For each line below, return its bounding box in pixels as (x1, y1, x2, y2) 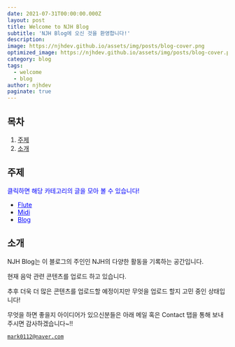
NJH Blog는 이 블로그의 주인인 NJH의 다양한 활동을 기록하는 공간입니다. (7, 257, 204, 265)
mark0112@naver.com (7, 333, 64, 340)
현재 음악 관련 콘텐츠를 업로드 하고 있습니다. (7, 272, 127, 280)
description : (7, 36, 45, 43)
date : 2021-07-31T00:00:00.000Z (7, 10, 101, 17)
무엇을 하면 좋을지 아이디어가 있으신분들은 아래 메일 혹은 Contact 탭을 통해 (7, 310, 211, 318)
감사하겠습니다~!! (25, 319, 73, 327)
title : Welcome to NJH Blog (7, 23, 90, 30)
